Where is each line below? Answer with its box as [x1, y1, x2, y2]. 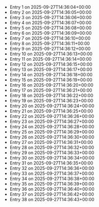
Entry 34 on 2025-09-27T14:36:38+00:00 [9, 176, 95, 182]
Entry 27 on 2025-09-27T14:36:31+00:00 [9, 139, 94, 145]
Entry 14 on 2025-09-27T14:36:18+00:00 [9, 72, 93, 77]
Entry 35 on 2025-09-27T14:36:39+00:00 [9, 181, 94, 186]
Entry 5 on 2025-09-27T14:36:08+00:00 [9, 25, 92, 31]
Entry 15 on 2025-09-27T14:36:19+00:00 [9, 77, 93, 83]
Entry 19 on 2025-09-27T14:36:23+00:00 [9, 98, 94, 103]
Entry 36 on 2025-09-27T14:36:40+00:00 [9, 186, 95, 192]
